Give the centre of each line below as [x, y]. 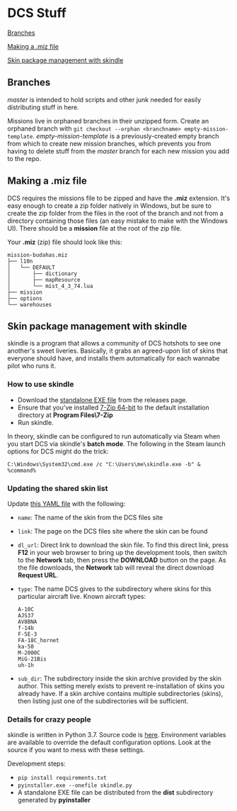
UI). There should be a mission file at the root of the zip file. [94, 228]
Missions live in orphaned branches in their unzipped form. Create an [108, 121]
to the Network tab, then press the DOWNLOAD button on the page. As [122, 560]
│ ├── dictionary [42, 274]
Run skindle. [36, 422]
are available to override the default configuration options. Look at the [109, 742]
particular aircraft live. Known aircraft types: [82, 596]
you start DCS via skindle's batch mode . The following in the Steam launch [117, 443]
